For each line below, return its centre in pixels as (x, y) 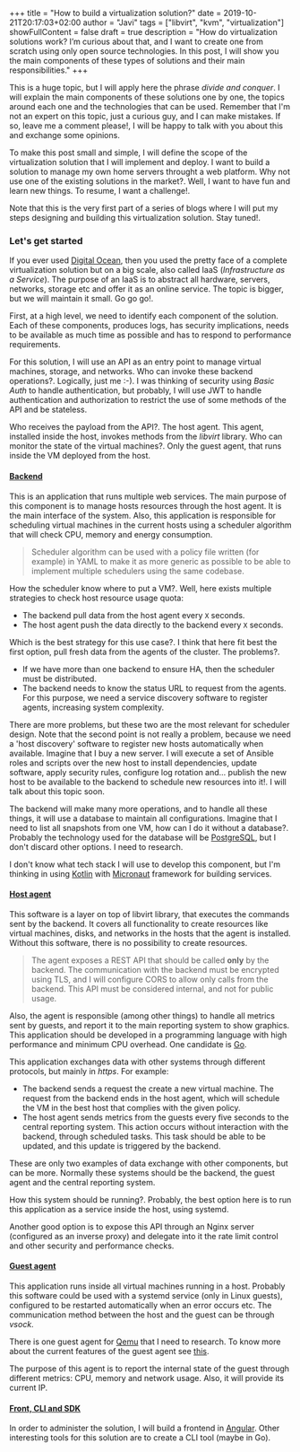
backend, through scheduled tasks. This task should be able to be (144, 1136)
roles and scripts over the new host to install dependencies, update (133, 763)
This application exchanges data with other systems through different (137, 1062)
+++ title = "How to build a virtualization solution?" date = (116, 13)
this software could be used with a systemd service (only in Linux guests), (146, 1295)
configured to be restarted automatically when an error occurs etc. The (141, 1305)
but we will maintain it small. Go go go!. (81, 299)
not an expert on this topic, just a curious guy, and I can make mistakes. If (145, 116)
